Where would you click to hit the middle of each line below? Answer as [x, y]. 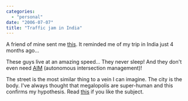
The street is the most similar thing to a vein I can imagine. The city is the [94, 79]
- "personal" [27, 17]
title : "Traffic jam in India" [44, 28]
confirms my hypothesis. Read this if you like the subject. [75, 92]
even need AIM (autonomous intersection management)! [74, 68]
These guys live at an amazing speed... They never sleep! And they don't [94, 62]
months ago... [23, 51]
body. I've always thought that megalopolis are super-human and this [90, 86]
